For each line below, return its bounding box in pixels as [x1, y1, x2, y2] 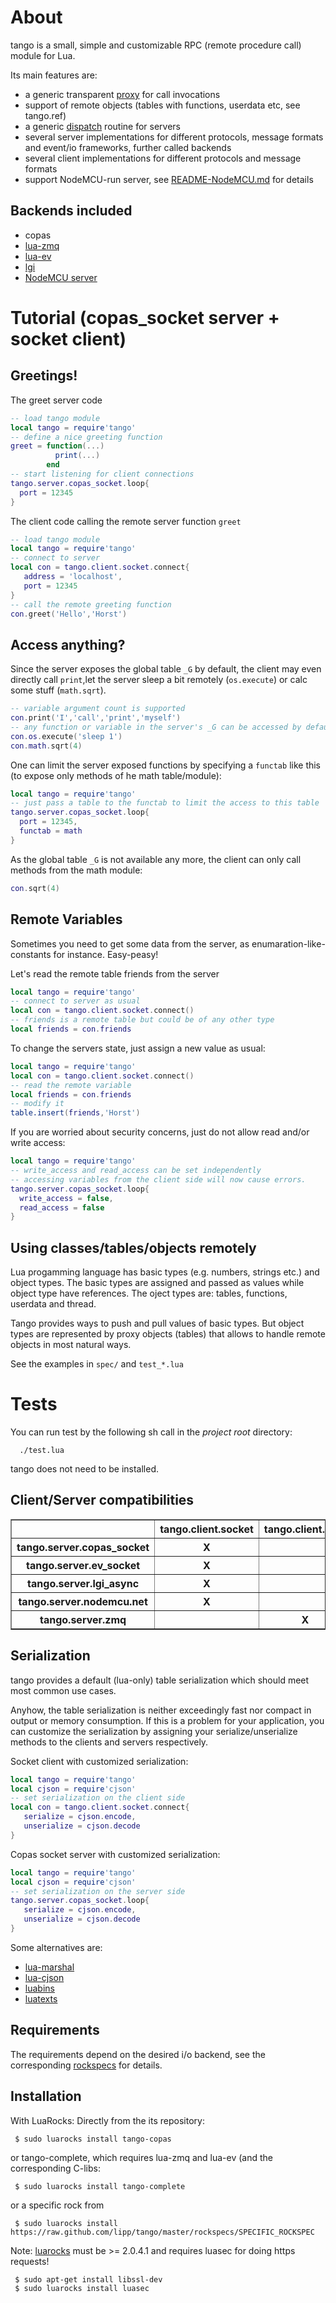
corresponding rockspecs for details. [10, 2059, 163, 2071]
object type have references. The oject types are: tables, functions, [10, 1287, 288, 1300]
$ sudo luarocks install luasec [14, 2283, 150, 2293]
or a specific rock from [10, 2199, 105, 2211]
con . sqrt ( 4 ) [10, 883, 60, 893]
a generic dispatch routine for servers [24, 120, 181, 132]
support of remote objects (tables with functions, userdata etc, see [24, 99, 301, 111]
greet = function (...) [10, 441, 105, 451]
